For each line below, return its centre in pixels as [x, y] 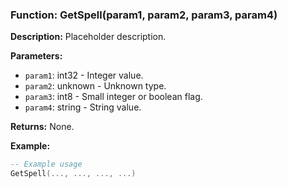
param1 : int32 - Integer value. [84, 75]
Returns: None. [42, 127]
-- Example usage [46, 164]
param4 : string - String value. [83, 107]
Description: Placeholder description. [88, 37]
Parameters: [36, 56]
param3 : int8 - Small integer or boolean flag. [113, 97]
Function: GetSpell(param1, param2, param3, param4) [144, 15]
